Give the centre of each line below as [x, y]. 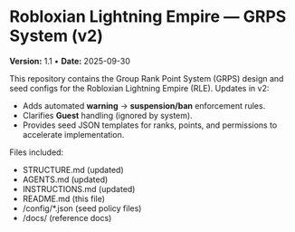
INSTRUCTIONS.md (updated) [79, 188]
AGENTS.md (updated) [65, 179]
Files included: [37, 152]
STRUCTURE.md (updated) [73, 169]
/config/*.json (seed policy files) [82, 208]
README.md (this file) [64, 198]
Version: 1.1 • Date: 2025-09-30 [70, 61]
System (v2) [57, 36]
